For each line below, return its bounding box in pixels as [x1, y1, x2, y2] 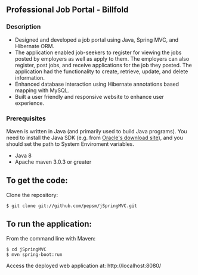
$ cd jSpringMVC [6, 246, 47, 252]
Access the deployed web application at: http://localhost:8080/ [6, 262, 162, 269]
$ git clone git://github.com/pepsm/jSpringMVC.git [6, 202, 137, 209]
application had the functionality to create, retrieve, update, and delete [14, 68, 188, 75]
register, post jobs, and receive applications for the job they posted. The [14, 61, 192, 68]
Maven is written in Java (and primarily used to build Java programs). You [6, 127, 187, 135]
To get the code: [6, 176, 68, 186]
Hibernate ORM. [14, 42, 55, 49]
